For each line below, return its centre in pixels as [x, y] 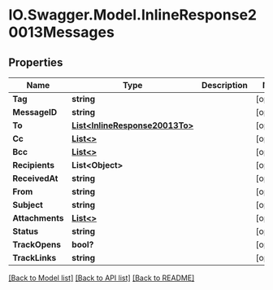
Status [26, 231]
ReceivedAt [35, 178]
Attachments [38, 218]
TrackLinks [35, 258]
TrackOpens [37, 244]
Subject [28, 205]
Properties [36, 62]
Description [225, 85]
